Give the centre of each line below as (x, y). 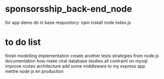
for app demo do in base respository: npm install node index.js (68, 22)
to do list (23, 42)
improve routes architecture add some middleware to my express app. (76, 66)
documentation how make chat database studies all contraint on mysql (76, 61)
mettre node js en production (34, 71)
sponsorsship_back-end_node (69, 9)
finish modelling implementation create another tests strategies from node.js (82, 56)
